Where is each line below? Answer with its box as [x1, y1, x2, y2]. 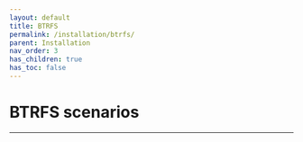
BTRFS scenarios [9, 102, 140, 122]
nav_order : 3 [9, 47, 59, 56]
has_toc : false [9, 64, 67, 73]
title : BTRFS [9, 22, 59, 31]
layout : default [9, 13, 70, 22]
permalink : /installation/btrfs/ [9, 30, 135, 39]
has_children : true [9, 55, 83, 64]
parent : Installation [9, 38, 91, 48]
